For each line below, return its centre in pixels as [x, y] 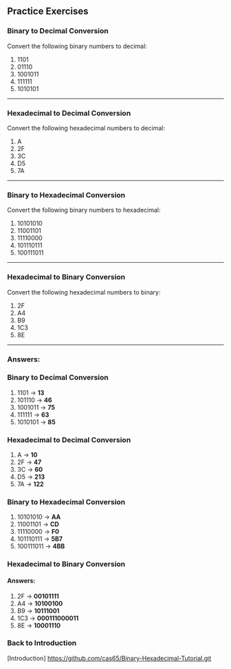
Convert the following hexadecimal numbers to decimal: [86, 128]
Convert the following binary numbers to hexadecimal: [84, 210]
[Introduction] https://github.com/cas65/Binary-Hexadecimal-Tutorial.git [109, 658]
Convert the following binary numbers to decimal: [77, 46]
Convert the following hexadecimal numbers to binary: [84, 292]
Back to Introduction [42, 643]
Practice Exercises [48, 11]
